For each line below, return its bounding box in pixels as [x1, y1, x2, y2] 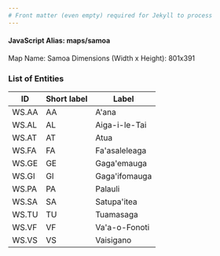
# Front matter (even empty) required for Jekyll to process [8, 11, 213, 20]
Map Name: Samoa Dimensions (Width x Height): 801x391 [8, 53, 196, 63]
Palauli [95, 184, 120, 195]
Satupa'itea [95, 196, 137, 207]
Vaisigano [95, 235, 132, 246]
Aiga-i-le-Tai [95, 120, 147, 131]
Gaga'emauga [95, 158, 148, 169]
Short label [46, 94, 88, 105]
